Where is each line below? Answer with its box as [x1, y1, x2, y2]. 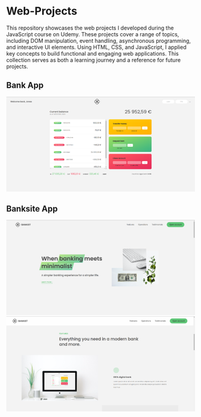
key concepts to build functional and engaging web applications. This [6, 50, 179, 57]
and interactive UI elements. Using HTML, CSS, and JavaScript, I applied [6, 44, 187, 51]
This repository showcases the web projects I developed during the [6, 24, 174, 31]
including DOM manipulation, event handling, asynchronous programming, [6, 37, 191, 44]
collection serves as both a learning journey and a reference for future [6, 56, 181, 63]
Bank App [6, 80, 44, 91]
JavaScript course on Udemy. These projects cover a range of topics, [6, 30, 179, 37]
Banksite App [6, 204, 58, 214]
